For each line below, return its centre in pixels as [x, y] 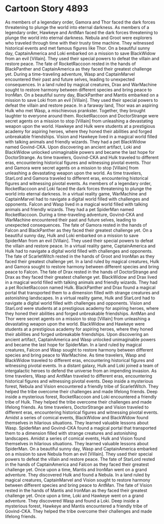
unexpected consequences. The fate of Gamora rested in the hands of [76, 225]
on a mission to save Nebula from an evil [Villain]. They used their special [79, 454]
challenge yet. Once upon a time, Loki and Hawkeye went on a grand [74, 496]
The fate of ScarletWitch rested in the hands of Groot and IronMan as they [80, 256]
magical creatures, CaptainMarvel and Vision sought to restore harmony [78, 480]
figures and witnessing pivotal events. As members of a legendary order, [78, 183]
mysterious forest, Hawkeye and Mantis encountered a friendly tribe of [76, 506]
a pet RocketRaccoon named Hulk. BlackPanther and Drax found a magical [80, 287]
